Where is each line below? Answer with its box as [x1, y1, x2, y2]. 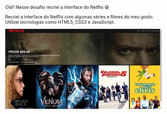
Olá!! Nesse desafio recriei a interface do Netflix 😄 [5, 4, 109, 10]
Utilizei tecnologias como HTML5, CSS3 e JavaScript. [5, 19, 115, 25]
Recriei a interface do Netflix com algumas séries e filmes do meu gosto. [5, 14, 154, 19]
